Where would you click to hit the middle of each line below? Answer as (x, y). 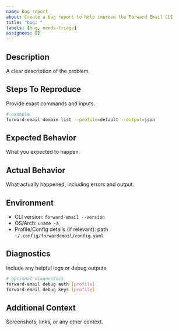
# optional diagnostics (35, 278)
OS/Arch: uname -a (37, 223)
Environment (30, 203)
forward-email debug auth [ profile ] (50, 284)
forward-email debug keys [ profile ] (50, 289)
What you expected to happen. (43, 152)
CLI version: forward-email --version (59, 216)
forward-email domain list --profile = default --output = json (81, 120)
